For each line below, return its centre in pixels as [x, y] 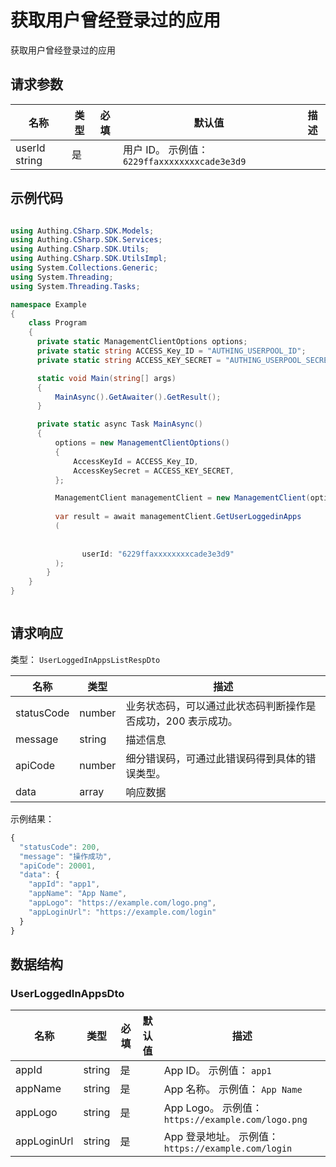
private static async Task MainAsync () [119, 424]
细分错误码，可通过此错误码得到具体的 [216, 758]
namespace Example [48, 304]
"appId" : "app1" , [64, 884]
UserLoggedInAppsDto [67, 993]
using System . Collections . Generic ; [84, 268]
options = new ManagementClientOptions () [142, 443]
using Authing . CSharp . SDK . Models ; [82, 231]
